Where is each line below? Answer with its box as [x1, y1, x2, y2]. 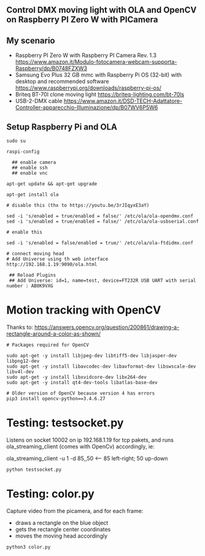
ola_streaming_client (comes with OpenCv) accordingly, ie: [6, 442, 155, 450]
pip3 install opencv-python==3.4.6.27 [6, 395, 106, 401]
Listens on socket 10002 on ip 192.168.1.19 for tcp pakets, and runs [6, 436, 174, 444]
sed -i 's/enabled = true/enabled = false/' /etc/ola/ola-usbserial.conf [6, 218, 199, 225]
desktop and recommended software [15, 78, 109, 85]
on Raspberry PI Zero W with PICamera [6, 15, 158, 25]
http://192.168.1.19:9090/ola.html [6, 261, 98, 268]
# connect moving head [6, 251, 64, 257]
